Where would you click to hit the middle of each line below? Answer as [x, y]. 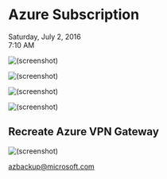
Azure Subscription [74, 15]
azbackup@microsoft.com [52, 166]
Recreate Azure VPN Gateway [83, 132]
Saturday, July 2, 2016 [45, 37]
